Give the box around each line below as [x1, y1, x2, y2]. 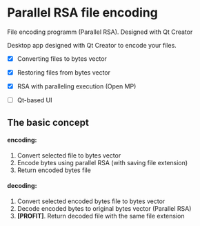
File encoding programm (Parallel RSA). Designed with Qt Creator [7, 28, 193, 36]
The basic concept [7, 116, 90, 129]
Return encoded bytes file [17, 166, 91, 174]
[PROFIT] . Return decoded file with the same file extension [17, 211, 185, 220]
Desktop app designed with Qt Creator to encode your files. [7, 41, 177, 49]
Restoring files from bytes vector [17, 68, 111, 77]
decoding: [7, 182, 37, 190]
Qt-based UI [17, 96, 53, 104]
